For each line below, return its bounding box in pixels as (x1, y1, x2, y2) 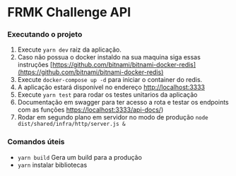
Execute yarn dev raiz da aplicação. (17, 45, 122, 54)
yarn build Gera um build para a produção (17, 153, 143, 161)
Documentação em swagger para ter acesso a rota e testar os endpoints (17, 98, 229, 107)
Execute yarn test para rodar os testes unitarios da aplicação (17, 90, 198, 99)
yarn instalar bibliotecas (17, 160, 88, 169)
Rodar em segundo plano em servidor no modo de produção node (17, 113, 208, 122)
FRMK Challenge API (7, 4, 131, 20)
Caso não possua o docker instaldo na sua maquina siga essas (17, 53, 201, 61)
